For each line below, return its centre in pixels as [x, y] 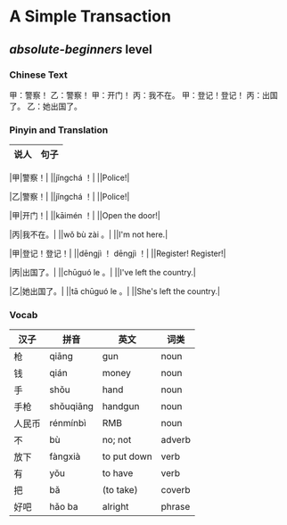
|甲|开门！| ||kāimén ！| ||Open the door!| [85, 216]
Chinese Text [39, 75]
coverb [176, 490]
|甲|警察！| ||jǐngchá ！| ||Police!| [70, 178]
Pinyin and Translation [59, 129]
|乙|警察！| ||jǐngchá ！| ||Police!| [70, 197]
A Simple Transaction [90, 16]
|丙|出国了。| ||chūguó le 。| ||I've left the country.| [102, 273]
